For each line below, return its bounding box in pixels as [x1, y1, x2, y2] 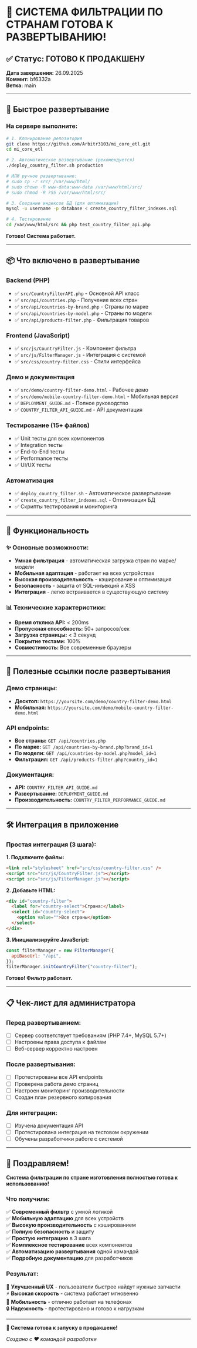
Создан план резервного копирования [14, 1094, 111, 1101]
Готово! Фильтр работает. [6, 975, 73, 982]
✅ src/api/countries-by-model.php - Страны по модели [14, 309, 152, 317]
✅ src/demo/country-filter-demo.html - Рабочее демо [14, 386, 148, 393]
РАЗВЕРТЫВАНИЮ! [6, 31, 107, 44]
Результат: [6, 1270, 39, 1278]
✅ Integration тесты [14, 441, 63, 448]
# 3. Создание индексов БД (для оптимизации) [6, 200, 119, 206]
